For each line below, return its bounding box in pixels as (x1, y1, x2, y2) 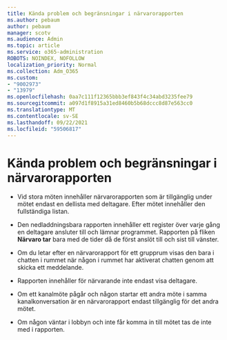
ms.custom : (7, 74, 39, 81)
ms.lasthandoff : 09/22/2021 (7, 119, 88, 126)
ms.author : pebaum (7, 17, 60, 23)
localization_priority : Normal (7, 61, 97, 68)
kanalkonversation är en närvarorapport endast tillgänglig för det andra (17, 297, 219, 306)
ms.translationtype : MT (7, 106, 76, 113)
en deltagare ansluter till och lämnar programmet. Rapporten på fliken (17, 228, 215, 237)
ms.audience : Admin (7, 36, 63, 43)
